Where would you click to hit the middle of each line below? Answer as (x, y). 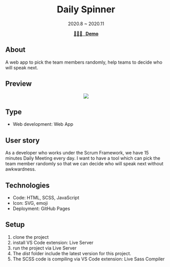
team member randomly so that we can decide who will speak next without (84, 164)
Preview (19, 84)
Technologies (28, 185)
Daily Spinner (86, 9)
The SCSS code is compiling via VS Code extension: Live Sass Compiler (89, 259)
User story (23, 140)
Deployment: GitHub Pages (41, 208)
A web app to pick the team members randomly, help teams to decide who (84, 62)
